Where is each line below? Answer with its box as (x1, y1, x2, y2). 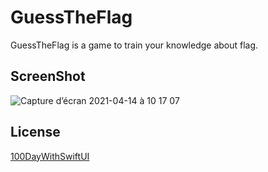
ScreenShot (10, 68, 86, 85)
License (10, 124, 61, 141)
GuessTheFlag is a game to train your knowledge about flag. (10, 39, 259, 51)
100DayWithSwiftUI (10, 150, 90, 162)
